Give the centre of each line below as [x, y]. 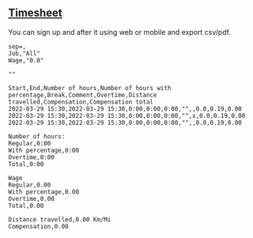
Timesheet [35, 13]
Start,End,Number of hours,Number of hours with [90, 88]
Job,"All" [25, 53]
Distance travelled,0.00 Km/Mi [60, 219]
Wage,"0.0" [26, 60]
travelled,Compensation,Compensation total [81, 102]
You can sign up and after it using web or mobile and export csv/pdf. [120, 32]
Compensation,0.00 [38, 226]
